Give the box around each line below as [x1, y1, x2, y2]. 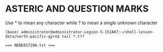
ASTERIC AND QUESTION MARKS [5, 3, 149, 15]
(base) [5, 29, 19, 34]
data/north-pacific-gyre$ [5, 34, 60, 39]
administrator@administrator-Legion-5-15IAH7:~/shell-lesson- [21, 29, 155, 34]
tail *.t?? [61, 34, 85, 39]
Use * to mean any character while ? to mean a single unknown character [5, 20, 158, 26]
